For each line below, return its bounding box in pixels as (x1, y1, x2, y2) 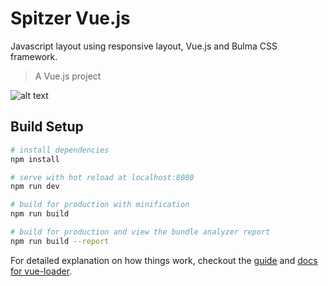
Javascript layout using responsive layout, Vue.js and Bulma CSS (10, 40, 278, 52)
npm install (10, 154, 60, 164)
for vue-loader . (10, 265, 73, 277)
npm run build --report (10, 236, 110, 246)
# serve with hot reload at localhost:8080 (10, 172, 195, 182)
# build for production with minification (10, 200, 190, 210)
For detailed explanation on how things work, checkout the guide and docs (10, 254, 318, 266)
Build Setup (10, 118, 84, 136)
